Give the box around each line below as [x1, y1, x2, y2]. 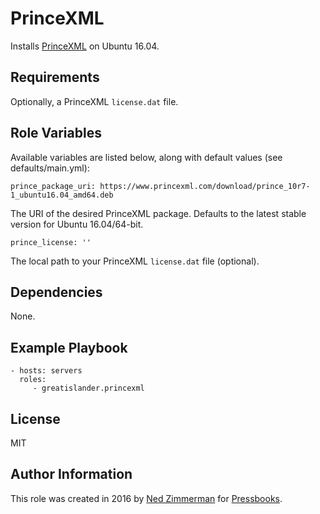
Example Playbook [10, 339, 128, 356]
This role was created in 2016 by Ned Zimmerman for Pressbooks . [10, 492, 283, 504]
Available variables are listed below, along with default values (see [10, 151, 283, 163]
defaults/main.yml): [10, 162, 90, 174]
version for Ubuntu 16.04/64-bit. [10, 218, 144, 230]
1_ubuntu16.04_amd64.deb [10, 190, 114, 200]
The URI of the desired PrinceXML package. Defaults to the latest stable [10, 207, 307, 219]
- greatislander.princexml [32, 383, 145, 394]
